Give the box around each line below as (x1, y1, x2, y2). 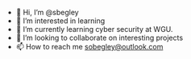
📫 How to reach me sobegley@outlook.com (15, 42, 164, 51)
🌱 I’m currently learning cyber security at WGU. (15, 25, 173, 33)
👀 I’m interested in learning (15, 16, 106, 26)
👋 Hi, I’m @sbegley (15, 8, 79, 17)
